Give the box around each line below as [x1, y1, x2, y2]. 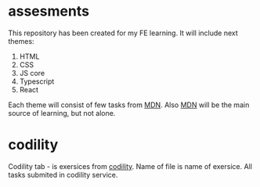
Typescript [19, 77, 55, 86]
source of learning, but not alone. [8, 108, 116, 117]
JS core [19, 68, 45, 77]
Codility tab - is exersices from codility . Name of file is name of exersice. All [8, 161, 253, 171]
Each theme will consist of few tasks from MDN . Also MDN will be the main [8, 100, 250, 110]
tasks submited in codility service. [8, 170, 118, 179]
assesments [8, 2, 90, 20]
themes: [8, 36, 34, 45]
